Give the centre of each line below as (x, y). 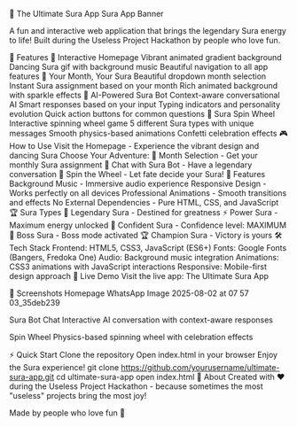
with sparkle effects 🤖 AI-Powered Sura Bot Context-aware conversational (145, 95)
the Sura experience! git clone (64, 367)
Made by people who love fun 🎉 (67, 413)
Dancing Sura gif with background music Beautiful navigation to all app (139, 67)
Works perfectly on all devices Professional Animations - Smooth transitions (148, 193)
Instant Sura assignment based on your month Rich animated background (144, 85)
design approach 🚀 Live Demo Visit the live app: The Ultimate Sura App (139, 276)
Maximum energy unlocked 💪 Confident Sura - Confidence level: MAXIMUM (148, 225)
